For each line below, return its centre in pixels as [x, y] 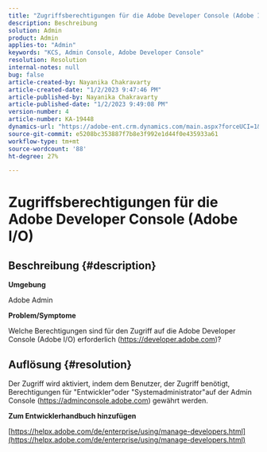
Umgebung [27, 285]
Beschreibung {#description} [82, 265]
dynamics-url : [32, 127]
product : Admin [33, 38]
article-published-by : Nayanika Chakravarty [83, 97]
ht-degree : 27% [33, 156]
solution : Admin [35, 30]
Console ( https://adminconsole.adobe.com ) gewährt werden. [108, 401]
